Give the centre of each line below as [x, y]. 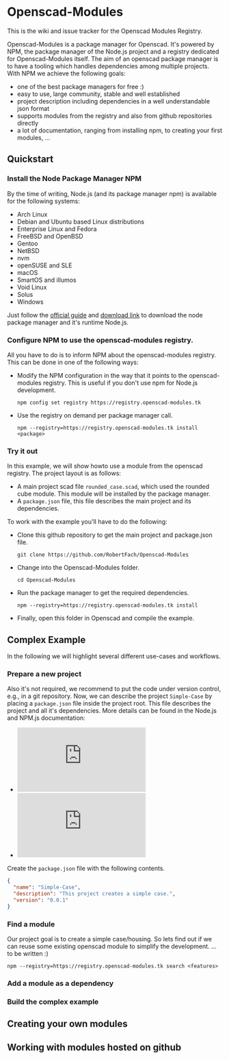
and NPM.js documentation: [46, 718]
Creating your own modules [67, 1024]
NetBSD [28, 250]
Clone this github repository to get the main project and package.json [115, 535]
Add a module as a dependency [60, 983]
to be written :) [28, 953]
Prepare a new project [44, 674]
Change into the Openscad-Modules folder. [78, 568]
